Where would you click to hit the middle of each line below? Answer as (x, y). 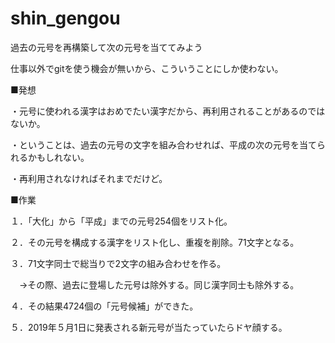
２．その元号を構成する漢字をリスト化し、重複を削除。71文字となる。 (155, 242)
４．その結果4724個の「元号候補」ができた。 (104, 306)
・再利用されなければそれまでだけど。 (89, 178)
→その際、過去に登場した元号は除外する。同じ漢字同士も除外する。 (159, 284)
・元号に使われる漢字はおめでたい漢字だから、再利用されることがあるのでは (168, 111)
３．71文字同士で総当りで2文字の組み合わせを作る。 (118, 263)
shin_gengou (65, 18)
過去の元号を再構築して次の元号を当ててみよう (106, 47)
